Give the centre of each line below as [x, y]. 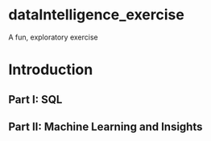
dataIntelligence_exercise [97, 15]
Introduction [51, 70]
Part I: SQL [35, 100]
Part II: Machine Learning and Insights [105, 126]
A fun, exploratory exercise [53, 37]
